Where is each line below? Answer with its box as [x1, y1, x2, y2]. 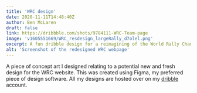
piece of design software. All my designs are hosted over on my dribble [6, 75, 179, 82]
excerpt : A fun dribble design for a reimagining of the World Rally [6, 42, 180, 47]
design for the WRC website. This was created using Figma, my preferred [6, 68, 184, 76]
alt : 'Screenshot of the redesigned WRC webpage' [6, 47, 130, 53]
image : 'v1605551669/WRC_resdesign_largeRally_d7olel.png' [6, 36, 154, 42]
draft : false [6, 25, 38, 31]
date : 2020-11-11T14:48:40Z [6, 14, 75, 20]
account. [6, 81, 28, 88]
